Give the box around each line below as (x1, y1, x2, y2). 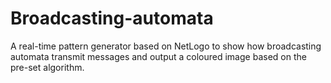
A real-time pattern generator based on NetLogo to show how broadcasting (10, 40, 322, 52)
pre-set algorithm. (10, 61, 85, 73)
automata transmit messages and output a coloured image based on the (10, 50, 307, 62)
